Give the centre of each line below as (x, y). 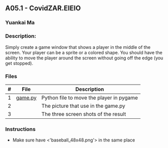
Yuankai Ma (20, 23)
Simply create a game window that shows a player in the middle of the (78, 47)
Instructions (21, 129)
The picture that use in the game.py (83, 106)
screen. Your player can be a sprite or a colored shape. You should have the (84, 52)
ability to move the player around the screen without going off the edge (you (84, 58)
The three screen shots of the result (84, 114)
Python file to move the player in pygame (90, 98)
